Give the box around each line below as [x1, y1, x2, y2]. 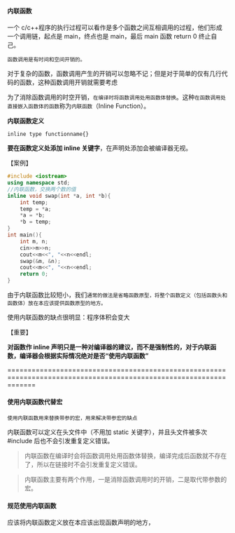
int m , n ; [20, 238, 49, 245]
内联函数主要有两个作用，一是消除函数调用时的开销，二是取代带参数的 [24, 475, 227, 484]
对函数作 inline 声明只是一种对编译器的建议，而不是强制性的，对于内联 [7, 343, 211, 351]
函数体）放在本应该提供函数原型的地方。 [7, 300, 106, 307]
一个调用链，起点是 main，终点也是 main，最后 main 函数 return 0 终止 [7, 32, 211, 41]
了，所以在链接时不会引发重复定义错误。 [24, 460, 141, 469]
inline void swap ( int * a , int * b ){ [7, 192, 111, 199]
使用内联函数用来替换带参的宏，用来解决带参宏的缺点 [7, 414, 138, 422]
